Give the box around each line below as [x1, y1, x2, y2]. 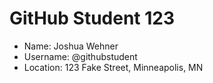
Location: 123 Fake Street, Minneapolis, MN [23, 61, 204, 73]
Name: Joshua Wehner [23, 40, 119, 52]
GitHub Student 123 [9, 7, 176, 30]
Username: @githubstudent [23, 50, 138, 62]
